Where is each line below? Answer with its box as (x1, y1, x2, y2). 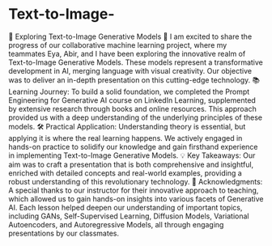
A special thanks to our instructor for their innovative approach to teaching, (8, 185, 259, 195)
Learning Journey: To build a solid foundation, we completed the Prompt (8, 87, 250, 96)
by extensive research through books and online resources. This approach (8, 104, 257, 113)
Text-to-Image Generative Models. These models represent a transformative (8, 57, 263, 67)
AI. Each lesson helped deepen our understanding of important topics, (8, 202, 243, 212)
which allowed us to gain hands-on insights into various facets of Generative (8, 193, 264, 203)
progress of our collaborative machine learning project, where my (8, 40, 227, 49)
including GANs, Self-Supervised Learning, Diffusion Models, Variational (8, 211, 249, 221)
